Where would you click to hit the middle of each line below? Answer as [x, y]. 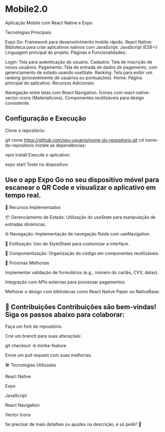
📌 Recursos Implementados [33, 207]
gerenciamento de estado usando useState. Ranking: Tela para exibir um [79, 72]
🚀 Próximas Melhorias [27, 263]
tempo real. [23, 195]
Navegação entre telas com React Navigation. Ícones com [64, 92]
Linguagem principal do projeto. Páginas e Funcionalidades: [66, 52]
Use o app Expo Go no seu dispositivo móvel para [82, 180]
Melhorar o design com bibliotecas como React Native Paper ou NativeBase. [82, 291]
